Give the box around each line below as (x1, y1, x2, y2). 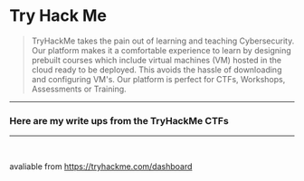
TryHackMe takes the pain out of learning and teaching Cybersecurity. (31, 35, 295, 46)
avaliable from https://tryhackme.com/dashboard (9, 161, 193, 172)
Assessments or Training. (31, 83, 127, 94)
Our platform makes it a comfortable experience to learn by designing (31, 44, 291, 55)
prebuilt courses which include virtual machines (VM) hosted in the (31, 54, 282, 65)
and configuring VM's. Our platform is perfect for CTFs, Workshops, (31, 73, 286, 84)
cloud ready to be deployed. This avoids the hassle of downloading (31, 64, 282, 75)
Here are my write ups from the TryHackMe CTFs (9, 114, 229, 127)
